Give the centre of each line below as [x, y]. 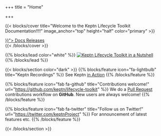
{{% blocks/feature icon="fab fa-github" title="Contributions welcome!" [77, 84]
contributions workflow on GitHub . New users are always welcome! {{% [77, 94]
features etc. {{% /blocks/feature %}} [43, 119]
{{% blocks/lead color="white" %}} [40, 55]
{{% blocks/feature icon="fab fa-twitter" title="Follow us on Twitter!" [74, 109]
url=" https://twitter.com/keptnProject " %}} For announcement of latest [76, 114]
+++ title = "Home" [24, 7]
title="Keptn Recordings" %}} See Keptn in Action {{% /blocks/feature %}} [80, 75]
